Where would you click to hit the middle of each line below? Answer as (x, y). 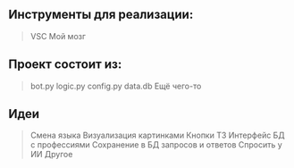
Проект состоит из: (65, 65)
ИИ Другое (51, 155)
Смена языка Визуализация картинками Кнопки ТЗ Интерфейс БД (157, 135)
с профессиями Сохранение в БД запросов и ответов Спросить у (156, 145)
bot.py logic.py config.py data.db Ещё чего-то (116, 86)
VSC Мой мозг (58, 36)
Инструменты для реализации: (101, 15)
